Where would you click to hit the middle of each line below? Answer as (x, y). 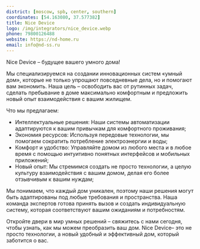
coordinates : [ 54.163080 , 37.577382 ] (53, 17)
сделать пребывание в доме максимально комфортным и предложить (97, 93)
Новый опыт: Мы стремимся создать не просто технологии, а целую (103, 166)
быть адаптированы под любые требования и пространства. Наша (92, 197)
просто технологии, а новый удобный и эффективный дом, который (93, 234)
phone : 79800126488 (31, 34)
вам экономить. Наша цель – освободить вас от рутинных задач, (90, 86)
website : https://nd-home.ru (43, 39)
